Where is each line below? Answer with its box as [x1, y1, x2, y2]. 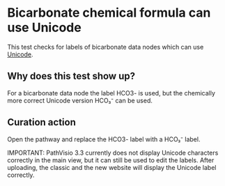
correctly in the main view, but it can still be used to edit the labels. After [7, 155, 215, 164]
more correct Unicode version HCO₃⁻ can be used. [7, 96, 153, 104]
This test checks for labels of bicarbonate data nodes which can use [7, 42, 204, 51]
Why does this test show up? [7, 70, 136, 82]
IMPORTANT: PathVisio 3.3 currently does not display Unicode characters [7, 148, 219, 157]
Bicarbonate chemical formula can [7, 5, 211, 21]
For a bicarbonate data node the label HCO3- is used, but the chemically [7, 88, 216, 97]
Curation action [7, 116, 77, 128]
